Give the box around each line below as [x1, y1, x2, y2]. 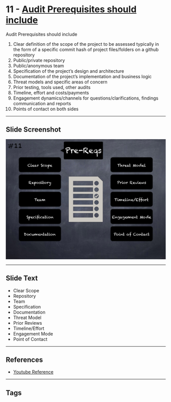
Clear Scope [13, 287, 40, 293]
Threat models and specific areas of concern [13, 79, 108, 85]
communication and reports [13, 100, 72, 106]
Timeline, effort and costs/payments [13, 89, 89, 96]
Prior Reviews [13, 320, 42, 326]
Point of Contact [13, 336, 48, 342]
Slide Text [6, 274, 38, 283]
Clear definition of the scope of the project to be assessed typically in [13, 41, 159, 47]
